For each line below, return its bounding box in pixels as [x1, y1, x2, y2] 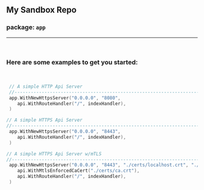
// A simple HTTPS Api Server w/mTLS [6, 150, 102, 157]
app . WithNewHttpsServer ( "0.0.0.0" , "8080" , [8, 94, 121, 101]
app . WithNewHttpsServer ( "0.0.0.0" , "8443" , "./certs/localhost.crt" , [8, 162, 189, 168]
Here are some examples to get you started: [6, 58, 138, 66]
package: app [6, 23, 46, 32]
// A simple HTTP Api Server [8, 83, 83, 90]
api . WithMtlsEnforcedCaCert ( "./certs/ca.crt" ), [17, 167, 140, 174]
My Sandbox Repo [6, 5, 77, 15]
